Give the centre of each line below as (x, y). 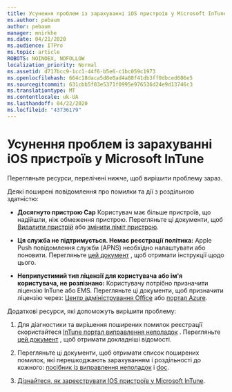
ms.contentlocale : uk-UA (43, 97)
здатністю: (23, 198)
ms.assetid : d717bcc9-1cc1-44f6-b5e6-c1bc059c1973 (81, 71)
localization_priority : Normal (52, 65)
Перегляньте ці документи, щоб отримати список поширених (108, 353)
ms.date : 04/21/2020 (37, 39)
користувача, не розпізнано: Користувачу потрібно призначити (113, 283)
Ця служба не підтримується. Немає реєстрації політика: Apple (114, 240)
